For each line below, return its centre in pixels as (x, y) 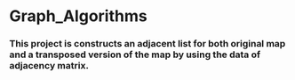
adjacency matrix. (49, 66)
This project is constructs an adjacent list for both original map (147, 44)
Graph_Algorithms (79, 16)
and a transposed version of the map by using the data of (135, 55)
